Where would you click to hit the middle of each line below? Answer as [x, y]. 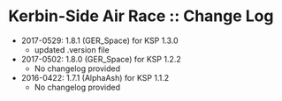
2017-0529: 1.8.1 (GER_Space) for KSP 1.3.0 [99, 40]
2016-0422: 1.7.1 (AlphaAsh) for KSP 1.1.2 [95, 77]
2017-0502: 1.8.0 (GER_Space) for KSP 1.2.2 [101, 59]
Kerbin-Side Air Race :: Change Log [141, 16]
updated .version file [72, 49]
